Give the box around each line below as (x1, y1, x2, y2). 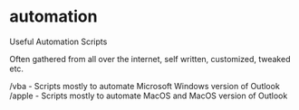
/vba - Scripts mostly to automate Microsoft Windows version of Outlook (9, 80, 281, 91)
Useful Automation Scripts (9, 36, 108, 47)
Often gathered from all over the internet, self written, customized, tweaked (9, 53, 291, 64)
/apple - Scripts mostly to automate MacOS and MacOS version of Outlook (9, 90, 288, 101)
